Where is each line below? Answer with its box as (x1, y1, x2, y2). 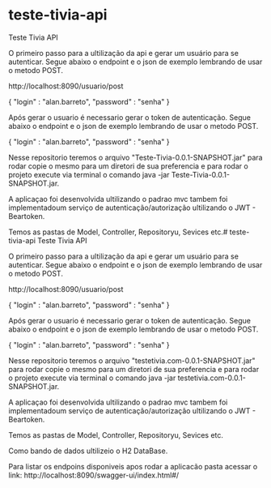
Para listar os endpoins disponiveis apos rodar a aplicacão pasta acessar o (8, 461, 258, 471)
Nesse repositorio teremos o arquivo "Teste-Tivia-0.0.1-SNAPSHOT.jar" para (8, 152, 263, 162)
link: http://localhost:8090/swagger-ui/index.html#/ (8, 470, 180, 480)
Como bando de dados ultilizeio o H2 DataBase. (8, 446, 168, 456)
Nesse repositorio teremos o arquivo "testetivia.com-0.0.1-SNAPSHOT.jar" (8, 355, 256, 366)
